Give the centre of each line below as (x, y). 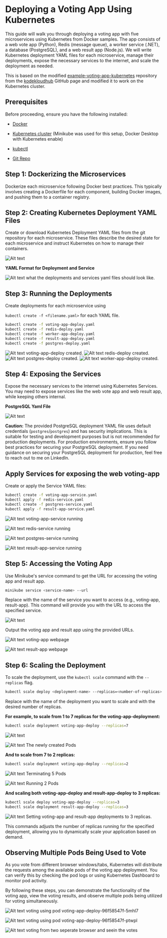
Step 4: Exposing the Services (53, 374)
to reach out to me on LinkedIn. (37, 458)
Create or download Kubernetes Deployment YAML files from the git (75, 232)
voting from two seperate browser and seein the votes (82, 930)
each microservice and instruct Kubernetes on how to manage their (74, 243)
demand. (14, 837)
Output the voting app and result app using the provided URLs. (69, 630)
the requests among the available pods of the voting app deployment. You (81, 870)
